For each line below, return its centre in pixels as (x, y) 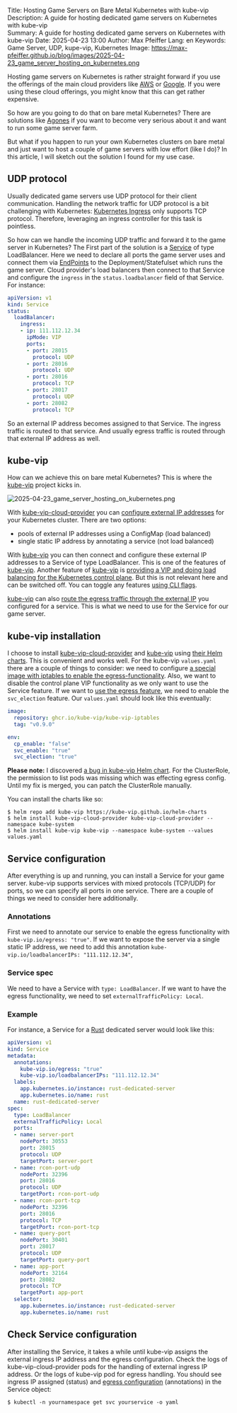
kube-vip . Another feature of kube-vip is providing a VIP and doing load (112, 570)
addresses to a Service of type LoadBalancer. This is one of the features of (117, 563)
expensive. (23, 99)
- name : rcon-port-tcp (47, 1201)
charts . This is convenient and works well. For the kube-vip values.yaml (112, 660)
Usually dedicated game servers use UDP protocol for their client (102, 196)
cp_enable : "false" (42, 744)
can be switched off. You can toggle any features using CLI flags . (102, 585)
